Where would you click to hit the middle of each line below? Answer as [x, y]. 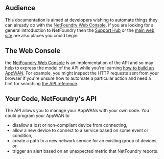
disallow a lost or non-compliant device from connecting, [70, 125]
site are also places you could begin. [42, 35]
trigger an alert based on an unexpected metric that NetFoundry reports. [85, 151]
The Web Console [33, 51]
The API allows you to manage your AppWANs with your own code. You [77, 111]
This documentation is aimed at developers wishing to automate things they [81, 20]
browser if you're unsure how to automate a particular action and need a [78, 78]
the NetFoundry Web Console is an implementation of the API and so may [79, 63]
